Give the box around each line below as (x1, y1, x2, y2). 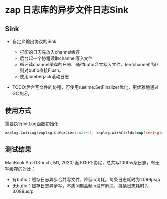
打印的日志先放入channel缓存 (19, 49, 80, 55)
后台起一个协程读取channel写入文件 (19, 55, 93, 61)
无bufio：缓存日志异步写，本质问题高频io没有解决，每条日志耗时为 (12, 182, 149, 189)
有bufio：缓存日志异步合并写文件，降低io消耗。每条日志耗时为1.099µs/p (12, 176, 161, 182)
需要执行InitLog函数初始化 (5, 120, 59, 127)
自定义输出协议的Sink (12, 38, 57, 44)
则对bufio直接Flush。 (19, 67, 64, 73)
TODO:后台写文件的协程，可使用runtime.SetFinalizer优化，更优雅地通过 (12, 84, 159, 90)
